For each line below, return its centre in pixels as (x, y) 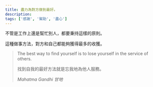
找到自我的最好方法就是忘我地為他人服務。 (60, 69)
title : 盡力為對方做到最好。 (31, 10)
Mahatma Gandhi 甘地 (40, 80)
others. (24, 59)
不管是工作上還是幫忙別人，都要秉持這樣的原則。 (55, 33)
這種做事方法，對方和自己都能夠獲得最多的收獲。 (55, 44)
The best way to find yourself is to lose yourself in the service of (83, 54)
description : (19, 14)
